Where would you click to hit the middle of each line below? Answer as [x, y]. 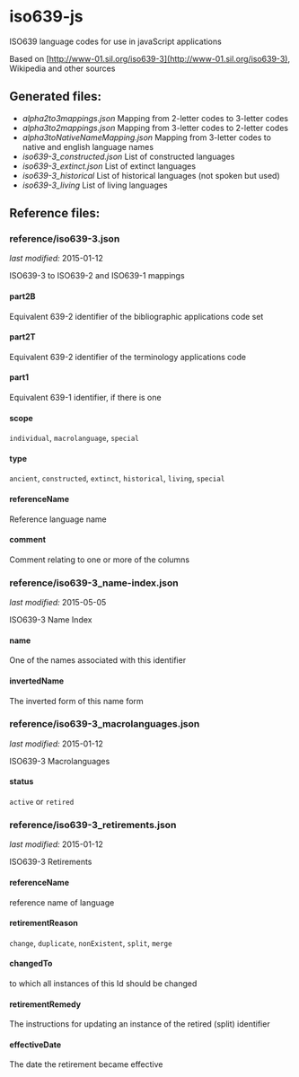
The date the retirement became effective [86, 1064]
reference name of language [62, 902]
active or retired [42, 802]
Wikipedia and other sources [62, 68]
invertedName [37, 681]
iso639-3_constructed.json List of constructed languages [128, 156]
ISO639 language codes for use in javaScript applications [115, 41]
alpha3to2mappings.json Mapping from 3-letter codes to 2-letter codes [155, 128]
